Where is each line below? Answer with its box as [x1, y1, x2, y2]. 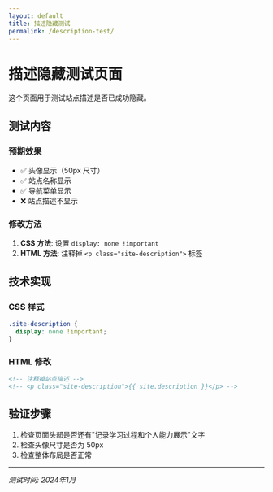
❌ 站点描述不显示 [19, 196, 79, 206]
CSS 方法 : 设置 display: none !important [19, 238, 159, 248]
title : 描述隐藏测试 [8, 20, 71, 28]
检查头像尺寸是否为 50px [19, 440, 104, 450]
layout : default [8, 11, 63, 20]
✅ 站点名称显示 [19, 176, 71, 185]
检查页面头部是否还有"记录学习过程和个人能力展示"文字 [19, 430, 206, 440]
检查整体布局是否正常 [19, 451, 92, 460]
